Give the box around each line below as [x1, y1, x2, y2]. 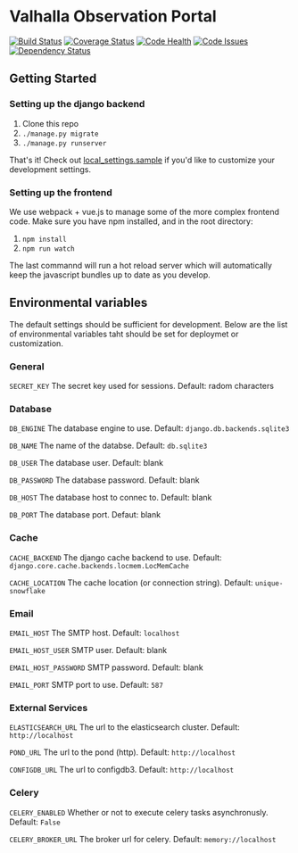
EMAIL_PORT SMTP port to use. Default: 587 [9, 679, 163, 690]
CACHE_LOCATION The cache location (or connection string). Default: [9, 577, 253, 588]
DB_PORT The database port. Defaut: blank [9, 509, 161, 520]
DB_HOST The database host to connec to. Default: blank [9, 493, 212, 503]
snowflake [9, 586, 46, 595]
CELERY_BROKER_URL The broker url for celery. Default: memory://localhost [9, 833, 277, 844]
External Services [9, 701, 88, 714]
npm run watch [21, 244, 75, 253]
